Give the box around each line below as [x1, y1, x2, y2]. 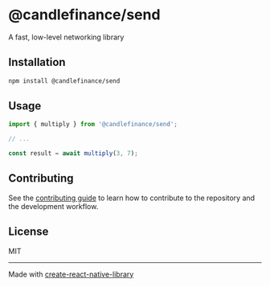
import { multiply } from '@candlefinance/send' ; [8, 121, 178, 129]
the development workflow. [8, 201, 99, 211]
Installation [8, 55, 66, 69]
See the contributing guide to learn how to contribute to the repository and [8, 193, 256, 203]
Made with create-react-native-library [8, 269, 134, 279]
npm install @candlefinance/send [8, 76, 121, 85]
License [8, 225, 49, 239]
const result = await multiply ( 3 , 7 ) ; [8, 150, 138, 158]
